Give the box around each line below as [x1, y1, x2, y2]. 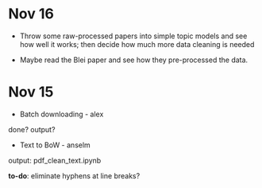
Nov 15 [8, 83, 54, 101]
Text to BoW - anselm [19, 140, 91, 150]
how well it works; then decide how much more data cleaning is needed [19, 39, 255, 49]
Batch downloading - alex [19, 109, 104, 119]
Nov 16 [8, 5, 54, 23]
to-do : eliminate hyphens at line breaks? [8, 170, 141, 180]
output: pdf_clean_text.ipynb [8, 155, 102, 165]
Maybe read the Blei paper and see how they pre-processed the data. [19, 55, 249, 65]
